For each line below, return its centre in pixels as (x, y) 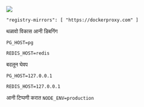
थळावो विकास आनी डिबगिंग (32, 31)
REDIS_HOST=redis (28, 53)
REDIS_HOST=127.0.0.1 (33, 86)
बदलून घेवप (17, 64)
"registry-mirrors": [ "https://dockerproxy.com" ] (72, 20)
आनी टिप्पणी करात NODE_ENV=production (50, 98)
